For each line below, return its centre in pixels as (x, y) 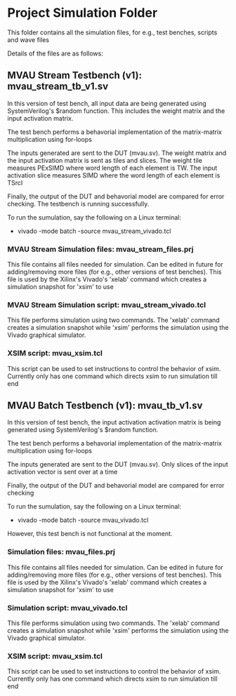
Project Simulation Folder (83, 13)
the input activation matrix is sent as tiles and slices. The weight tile (105, 160)
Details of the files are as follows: (55, 53)
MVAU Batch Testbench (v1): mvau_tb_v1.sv (105, 406)
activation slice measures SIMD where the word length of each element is (114, 175)
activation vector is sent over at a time (63, 472)
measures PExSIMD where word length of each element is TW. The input (112, 168)
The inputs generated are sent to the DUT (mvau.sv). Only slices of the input (118, 464)
